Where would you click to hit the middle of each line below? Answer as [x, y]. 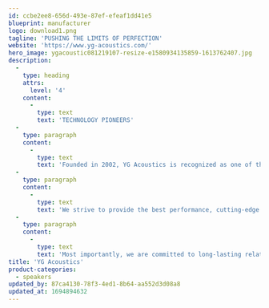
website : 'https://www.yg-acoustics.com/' [80, 46]
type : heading [46, 75]
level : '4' [48, 90]
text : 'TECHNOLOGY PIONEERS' [86, 120]
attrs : [34, 83]
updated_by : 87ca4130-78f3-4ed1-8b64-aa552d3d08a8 [94, 284]
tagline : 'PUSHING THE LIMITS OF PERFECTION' [85, 38]
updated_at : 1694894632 [48, 292]
